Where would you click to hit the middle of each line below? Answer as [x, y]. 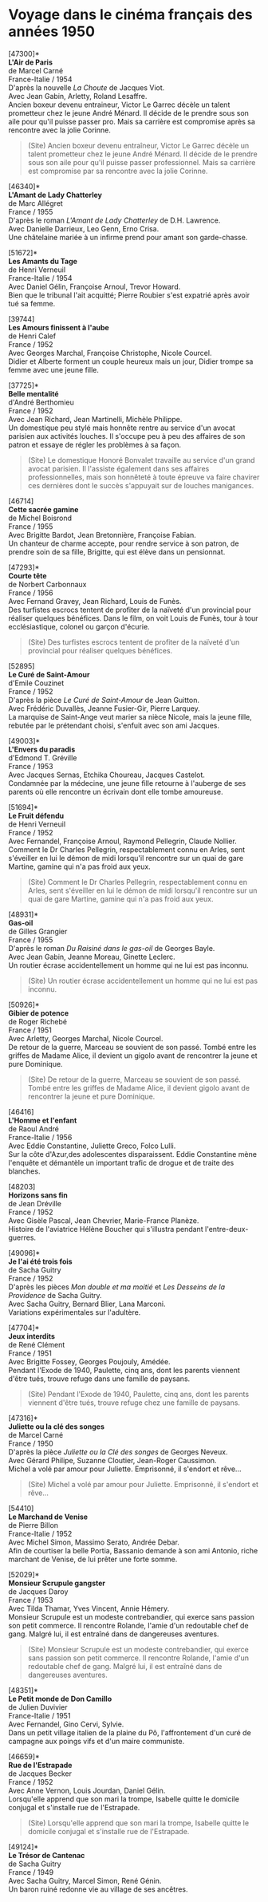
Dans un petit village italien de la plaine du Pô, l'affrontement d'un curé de [130, 1732]
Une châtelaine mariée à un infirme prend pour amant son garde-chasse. [128, 237]
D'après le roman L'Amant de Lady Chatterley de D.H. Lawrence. [114, 220]
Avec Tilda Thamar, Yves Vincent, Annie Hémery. [89, 1608]
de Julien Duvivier [38, 1707]
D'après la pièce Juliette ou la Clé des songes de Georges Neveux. [118, 1452]
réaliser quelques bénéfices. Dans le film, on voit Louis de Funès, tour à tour [133, 618]
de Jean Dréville [35, 1203]
